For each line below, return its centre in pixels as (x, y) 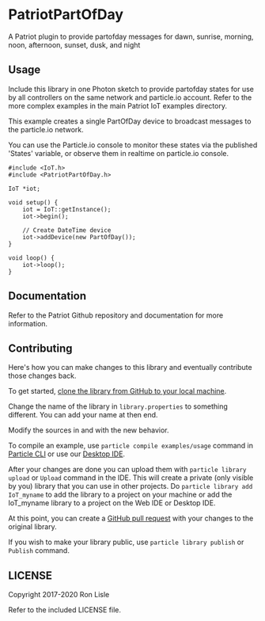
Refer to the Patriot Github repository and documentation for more (116, 315)
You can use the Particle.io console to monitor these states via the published (133, 145)
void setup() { (33, 202)
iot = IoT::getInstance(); (67, 209)
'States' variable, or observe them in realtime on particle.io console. (119, 153)
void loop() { (32, 258)
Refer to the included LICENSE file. (64, 610)
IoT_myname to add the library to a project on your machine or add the (120, 495)
